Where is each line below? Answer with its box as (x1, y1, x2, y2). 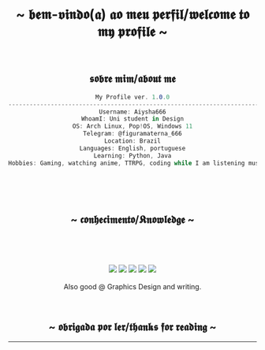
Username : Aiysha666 (98, 108, 167, 116)
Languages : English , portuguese (79, 144, 186, 152)
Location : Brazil (103, 137, 162, 145)
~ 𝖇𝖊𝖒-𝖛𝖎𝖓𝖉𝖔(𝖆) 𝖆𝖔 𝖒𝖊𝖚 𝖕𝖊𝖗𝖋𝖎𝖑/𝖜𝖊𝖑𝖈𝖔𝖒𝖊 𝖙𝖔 (15, 6, 250, 24)
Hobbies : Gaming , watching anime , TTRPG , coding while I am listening (8, 159, 245, 167)
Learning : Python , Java (93, 151, 172, 159)
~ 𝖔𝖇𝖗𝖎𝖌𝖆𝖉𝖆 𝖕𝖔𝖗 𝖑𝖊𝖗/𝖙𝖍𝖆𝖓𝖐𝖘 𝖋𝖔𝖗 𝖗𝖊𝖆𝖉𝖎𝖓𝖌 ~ (48, 320, 217, 333)
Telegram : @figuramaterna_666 (82, 130, 183, 138)
